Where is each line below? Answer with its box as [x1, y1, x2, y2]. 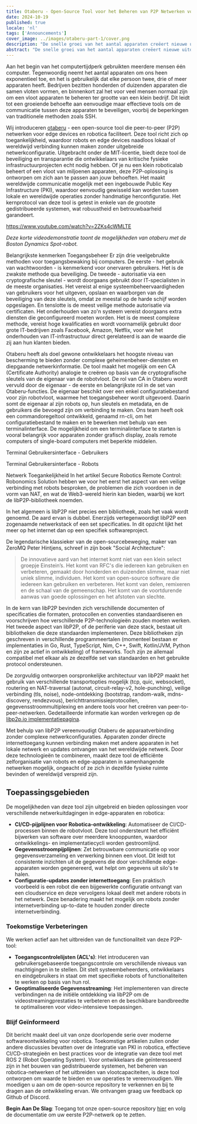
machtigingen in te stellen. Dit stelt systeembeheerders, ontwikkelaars [14, 966, 185, 973]
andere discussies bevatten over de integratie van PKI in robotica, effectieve [6, 1044, 191, 1051]
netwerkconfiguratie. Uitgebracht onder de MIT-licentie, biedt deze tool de [6, 149, 186, 156]
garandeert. [6, 211, 35, 218]
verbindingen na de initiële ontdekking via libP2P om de [14, 991, 150, 998]
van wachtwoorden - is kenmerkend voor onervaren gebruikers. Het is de [6, 264, 184, 271]
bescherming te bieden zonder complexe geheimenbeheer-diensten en [6, 356, 178, 364]
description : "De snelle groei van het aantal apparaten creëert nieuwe [6, 42, 188, 48]
